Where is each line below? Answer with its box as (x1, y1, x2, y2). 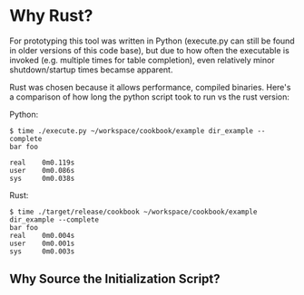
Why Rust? (9, 5, 93, 26)
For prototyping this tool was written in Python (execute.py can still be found (9, 35, 295, 46)
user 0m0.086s (9, 166, 75, 175)
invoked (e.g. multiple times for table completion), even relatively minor (9, 54, 275, 65)
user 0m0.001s (9, 239, 75, 248)
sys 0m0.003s (9, 246, 75, 256)
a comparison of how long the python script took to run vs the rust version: (9, 91, 290, 102)
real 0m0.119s (9, 157, 75, 167)
